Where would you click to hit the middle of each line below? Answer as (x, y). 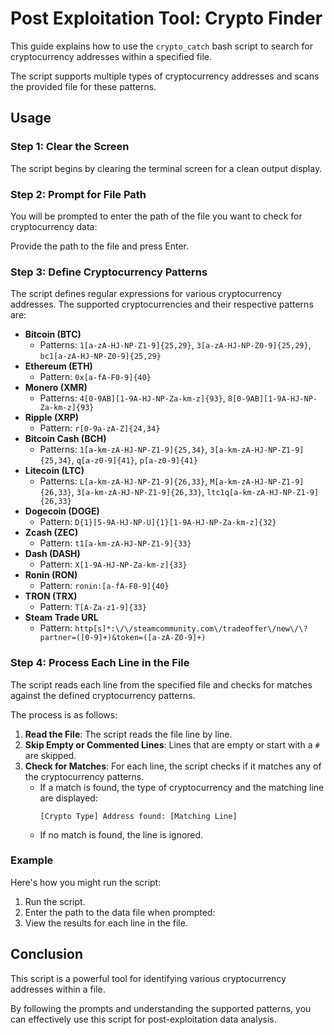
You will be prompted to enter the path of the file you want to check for (156, 216)
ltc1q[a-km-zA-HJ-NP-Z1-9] (263, 493)
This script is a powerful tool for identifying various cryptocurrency (148, 978)
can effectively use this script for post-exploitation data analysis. (143, 1019)
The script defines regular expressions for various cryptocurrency (146, 294)
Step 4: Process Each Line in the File (100, 663)
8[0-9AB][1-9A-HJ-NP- (272, 399)
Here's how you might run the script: (86, 882)
